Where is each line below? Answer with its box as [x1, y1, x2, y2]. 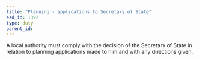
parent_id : [6, 25, 34, 32]
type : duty [6, 20, 34, 26]
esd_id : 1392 [6, 14, 39, 20]
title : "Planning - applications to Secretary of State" [6, 8, 152, 15]
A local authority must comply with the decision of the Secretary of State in [6, 42, 192, 49]
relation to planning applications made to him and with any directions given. [6, 48, 194, 56]
